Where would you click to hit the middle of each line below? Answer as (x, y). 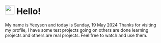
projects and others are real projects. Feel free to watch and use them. (76, 35)
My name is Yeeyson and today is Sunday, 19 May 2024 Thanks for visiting (81, 25)
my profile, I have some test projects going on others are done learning (77, 30)
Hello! (29, 11)
